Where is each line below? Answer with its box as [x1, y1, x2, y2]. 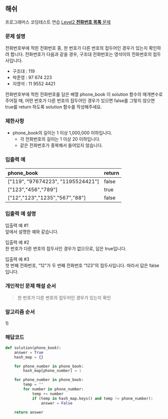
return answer [14, 409, 43, 414]
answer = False [40, 400, 72, 405]
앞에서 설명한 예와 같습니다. [5, 229, 59, 234]
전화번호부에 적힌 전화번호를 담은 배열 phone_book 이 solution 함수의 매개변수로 [5, 92, 163, 98]
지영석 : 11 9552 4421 [12, 81, 55, 87]
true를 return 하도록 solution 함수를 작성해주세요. [5, 104, 102, 110]
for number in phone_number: [23, 387, 84, 392]
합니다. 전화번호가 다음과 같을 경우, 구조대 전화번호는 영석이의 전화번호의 [10, 52, 152, 58]
